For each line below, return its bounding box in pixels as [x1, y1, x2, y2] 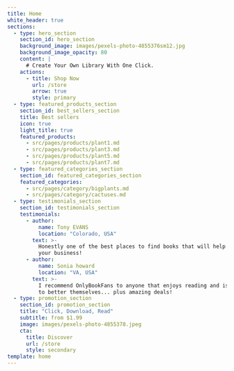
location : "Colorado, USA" [38, 230, 117, 237]
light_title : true [19, 127, 73, 134]
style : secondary [25, 347, 77, 354]
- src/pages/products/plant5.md [25, 152, 120, 160]
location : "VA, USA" [38, 269, 98, 276]
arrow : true [32, 88, 68, 95]
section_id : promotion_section [19, 301, 111, 308]
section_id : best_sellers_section [19, 107, 120, 114]
